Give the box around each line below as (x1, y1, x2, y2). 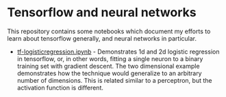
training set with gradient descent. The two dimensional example (16, 62, 200, 70)
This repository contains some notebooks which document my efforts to (7, 27, 211, 35)
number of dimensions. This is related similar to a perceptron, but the (16, 76, 212, 84)
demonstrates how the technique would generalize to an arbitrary (16, 69, 202, 77)
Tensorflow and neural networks (7, 5, 197, 20)
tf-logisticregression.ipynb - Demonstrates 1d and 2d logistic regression (16, 47, 220, 56)
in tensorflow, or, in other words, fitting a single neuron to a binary (16, 54, 203, 62)
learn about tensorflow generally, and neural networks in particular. (7, 34, 197, 42)
